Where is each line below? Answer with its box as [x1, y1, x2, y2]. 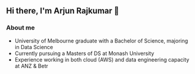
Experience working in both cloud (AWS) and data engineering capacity [14, 56, 190, 63]
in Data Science [14, 43, 53, 50]
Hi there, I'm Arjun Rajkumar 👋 [6, 6, 119, 16]
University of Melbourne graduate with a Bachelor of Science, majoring [14, 37, 188, 44]
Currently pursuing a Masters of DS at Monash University [14, 50, 155, 57]
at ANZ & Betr [14, 62, 48, 69]
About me [6, 24, 35, 32]
